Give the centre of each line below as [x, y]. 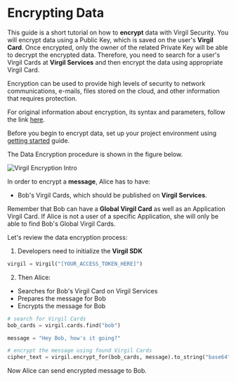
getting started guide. [39, 140]
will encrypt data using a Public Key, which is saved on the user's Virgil [111, 39]
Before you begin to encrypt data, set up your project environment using [112, 133]
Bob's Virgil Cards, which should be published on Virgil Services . [112, 195]
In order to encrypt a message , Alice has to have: [79, 182]
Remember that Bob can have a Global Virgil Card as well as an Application [117, 208]
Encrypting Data [55, 13]
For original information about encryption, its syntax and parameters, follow [116, 112]
